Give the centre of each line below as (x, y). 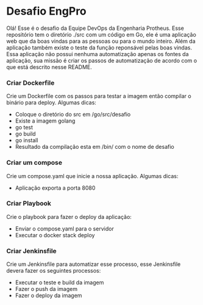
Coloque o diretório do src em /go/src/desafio (73, 115)
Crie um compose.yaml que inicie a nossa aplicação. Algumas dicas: (92, 176)
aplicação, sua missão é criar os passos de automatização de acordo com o (101, 60)
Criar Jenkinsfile (31, 251)
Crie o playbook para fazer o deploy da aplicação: (69, 217)
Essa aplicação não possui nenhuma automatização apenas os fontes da (98, 54)
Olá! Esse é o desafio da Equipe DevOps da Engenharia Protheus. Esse (95, 28)
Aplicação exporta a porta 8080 (55, 188)
